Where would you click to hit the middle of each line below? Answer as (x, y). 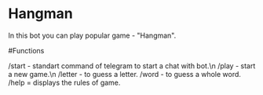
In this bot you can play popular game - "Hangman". (92, 35)
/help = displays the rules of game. (64, 82)
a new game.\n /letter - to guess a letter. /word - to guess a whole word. (125, 74)
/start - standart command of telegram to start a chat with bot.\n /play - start (132, 66)
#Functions (26, 50)
